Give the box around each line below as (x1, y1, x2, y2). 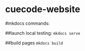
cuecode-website (5, 4, 80, 15)
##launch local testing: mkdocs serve (5, 30, 80, 36)
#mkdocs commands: (5, 20, 50, 26)
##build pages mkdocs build (5, 39, 63, 46)
